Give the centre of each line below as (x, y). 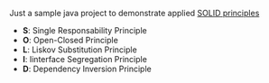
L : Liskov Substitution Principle (79, 50)
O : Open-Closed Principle (70, 40)
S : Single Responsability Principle (84, 30)
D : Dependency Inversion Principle (87, 69)
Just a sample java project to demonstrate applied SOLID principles (134, 13)
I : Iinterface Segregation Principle (84, 59)
